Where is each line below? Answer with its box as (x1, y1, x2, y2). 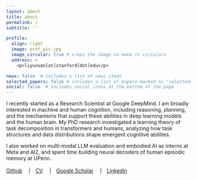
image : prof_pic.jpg (11, 46, 62, 53)
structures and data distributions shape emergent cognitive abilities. (6, 131, 171, 138)
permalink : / (6, 19, 38, 25)
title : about (6, 14, 38, 20)
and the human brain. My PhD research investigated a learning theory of (6, 119, 181, 126)
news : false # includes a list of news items (6, 73, 122, 79)
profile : (6, 36, 28, 41)
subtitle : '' (6, 25, 38, 31)
